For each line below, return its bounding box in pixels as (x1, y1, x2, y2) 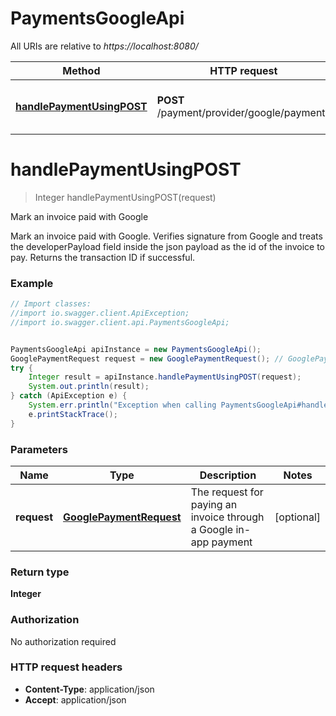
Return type (10, 565, 70, 579)
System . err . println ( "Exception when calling (28, 400, 217, 411)
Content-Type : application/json (24, 683, 155, 695)
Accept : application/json (24, 693, 127, 706)
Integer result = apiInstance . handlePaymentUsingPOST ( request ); (28, 372, 302, 382)
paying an (190, 497, 238, 511)
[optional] (274, 510, 321, 524)
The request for (190, 485, 264, 499)
